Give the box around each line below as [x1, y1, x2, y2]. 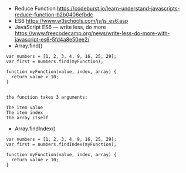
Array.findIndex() [14, 125, 56, 132]
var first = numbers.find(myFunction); [6, 58, 104, 64]
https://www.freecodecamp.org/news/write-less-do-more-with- [14, 30, 170, 37]
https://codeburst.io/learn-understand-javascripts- [56, 5, 180, 12]
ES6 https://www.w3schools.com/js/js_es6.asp [14, 18, 128, 24]
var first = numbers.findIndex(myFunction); [6, 141, 117, 147]
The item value [6, 105, 43, 110]
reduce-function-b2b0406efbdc [14, 11, 93, 18]
